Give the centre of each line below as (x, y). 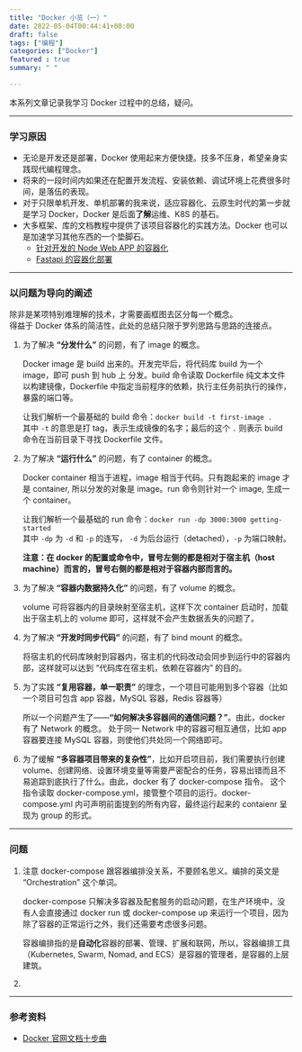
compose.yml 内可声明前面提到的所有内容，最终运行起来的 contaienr (150, 804)
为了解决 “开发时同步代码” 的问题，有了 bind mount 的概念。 (135, 638)
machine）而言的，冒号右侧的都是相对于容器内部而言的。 (129, 569)
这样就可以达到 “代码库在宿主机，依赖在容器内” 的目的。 (142, 668)
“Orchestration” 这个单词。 (72, 882)
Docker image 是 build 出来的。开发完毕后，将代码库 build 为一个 (142, 364)
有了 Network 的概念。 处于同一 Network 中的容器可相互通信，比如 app (154, 729)
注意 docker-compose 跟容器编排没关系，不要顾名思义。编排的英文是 (151, 871)
